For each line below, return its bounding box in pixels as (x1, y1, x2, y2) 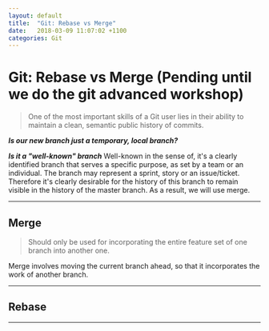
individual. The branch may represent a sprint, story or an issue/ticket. (8, 169, 240, 178)
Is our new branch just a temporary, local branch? (8, 136, 179, 146)
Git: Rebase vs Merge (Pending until (8, 69, 252, 86)
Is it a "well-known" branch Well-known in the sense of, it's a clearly (8, 151, 238, 161)
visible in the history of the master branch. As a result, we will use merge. (8, 185, 251, 195)
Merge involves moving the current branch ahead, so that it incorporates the (8, 261, 260, 270)
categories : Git (8, 34, 62, 42)
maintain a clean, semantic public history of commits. (27, 121, 204, 130)
